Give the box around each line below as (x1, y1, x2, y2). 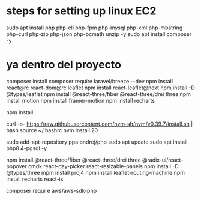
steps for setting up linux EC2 (6, 4, 157, 18)
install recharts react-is (6, 175, 64, 183)
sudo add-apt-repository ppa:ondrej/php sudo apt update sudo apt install (6, 138, 188, 145)
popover (6, 162, 27, 169)
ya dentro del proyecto (6, 58, 122, 71)
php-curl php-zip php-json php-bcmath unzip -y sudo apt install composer (6, 30, 192, 37)
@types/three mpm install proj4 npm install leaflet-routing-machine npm (6, 169, 185, 176)
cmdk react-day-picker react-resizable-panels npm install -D (28, 162, 179, 169)
